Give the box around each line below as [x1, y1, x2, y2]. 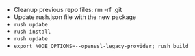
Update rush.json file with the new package [13, 13, 137, 21]
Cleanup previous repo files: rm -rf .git [13, 6, 122, 13]
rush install [13, 28, 51, 35]
